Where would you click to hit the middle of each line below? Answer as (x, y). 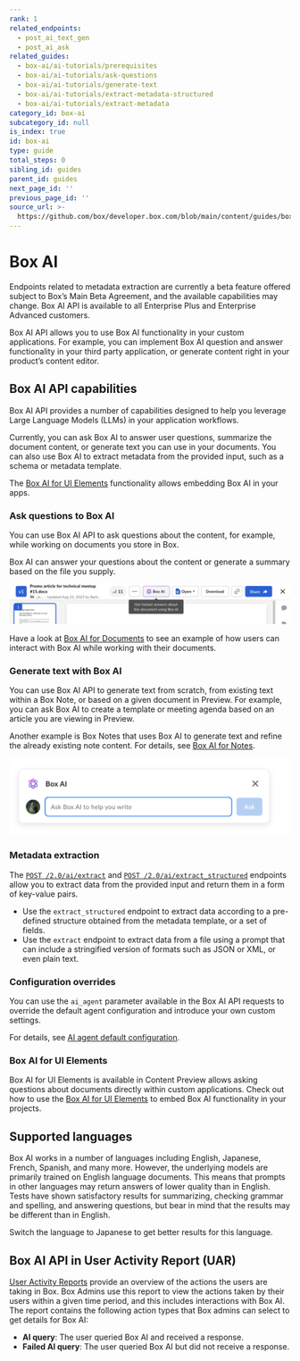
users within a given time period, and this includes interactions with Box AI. (147, 1301)
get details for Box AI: (49, 1320)
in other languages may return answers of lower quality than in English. (140, 1187)
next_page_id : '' (42, 188)
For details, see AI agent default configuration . (95, 1038)
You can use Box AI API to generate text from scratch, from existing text (142, 690)
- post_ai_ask (43, 47)
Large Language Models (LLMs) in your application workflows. (124, 420)
